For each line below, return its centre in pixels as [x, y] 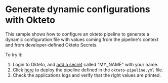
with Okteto [30, 20]
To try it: [14, 55]
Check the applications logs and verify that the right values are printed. [87, 75]
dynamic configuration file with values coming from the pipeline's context [82, 39]
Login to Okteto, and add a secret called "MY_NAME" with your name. [85, 64]
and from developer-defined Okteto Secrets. [51, 45]
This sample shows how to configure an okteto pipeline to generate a [77, 34]
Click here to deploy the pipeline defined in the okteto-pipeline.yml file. [88, 70]
